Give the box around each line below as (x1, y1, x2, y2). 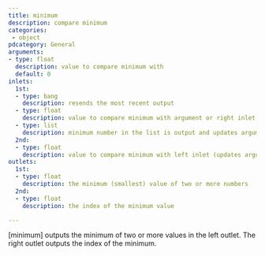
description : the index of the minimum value (22, 202, 175, 210)
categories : (8, 26, 47, 34)
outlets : (8, 158, 37, 166)
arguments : (8, 48, 44, 56)
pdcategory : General (8, 41, 77, 49)
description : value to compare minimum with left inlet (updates (22, 150, 242, 158)
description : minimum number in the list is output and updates (22, 128, 238, 136)
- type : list (15, 121, 58, 129)
